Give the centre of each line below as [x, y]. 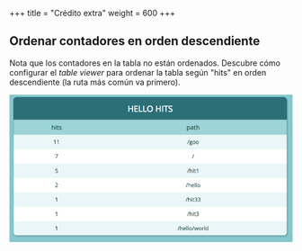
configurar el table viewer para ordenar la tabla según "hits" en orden [138, 72]
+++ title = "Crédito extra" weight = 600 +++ [92, 13]
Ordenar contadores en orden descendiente [135, 41]
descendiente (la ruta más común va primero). [95, 82]
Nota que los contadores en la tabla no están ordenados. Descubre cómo [145, 63]
